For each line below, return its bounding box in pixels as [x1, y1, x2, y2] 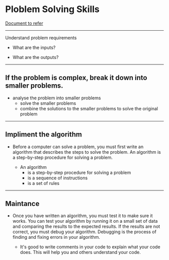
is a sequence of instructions [27, 175, 88, 181]
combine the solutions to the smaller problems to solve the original [20, 105, 158, 111]
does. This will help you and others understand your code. [20, 249, 141, 255]
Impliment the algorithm [5, 130, 82, 139]
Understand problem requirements [5, 34, 77, 41]
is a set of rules [27, 180, 59, 186]
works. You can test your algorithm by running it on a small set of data [12, 218, 158, 224]
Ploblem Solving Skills [5, 4, 100, 15]
